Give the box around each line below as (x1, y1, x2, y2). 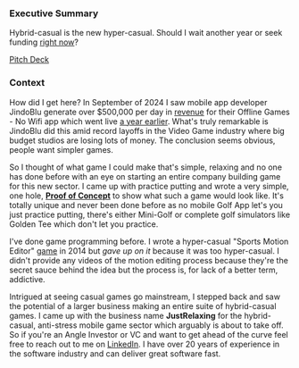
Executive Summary (9, 7, 99, 20)
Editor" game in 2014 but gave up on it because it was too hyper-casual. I (9, 245, 279, 256)
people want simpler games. (9, 144, 113, 155)
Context (9, 77, 46, 89)
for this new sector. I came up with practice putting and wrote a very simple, (9, 180, 289, 191)
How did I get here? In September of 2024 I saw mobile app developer (9, 96, 268, 107)
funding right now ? (9, 37, 79, 47)
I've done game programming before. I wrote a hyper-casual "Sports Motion (9, 236, 289, 247)
